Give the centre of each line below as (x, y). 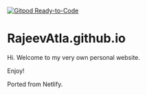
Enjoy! (16, 71)
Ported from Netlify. (35, 84)
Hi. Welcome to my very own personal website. (74, 57)
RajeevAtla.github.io (66, 39)
